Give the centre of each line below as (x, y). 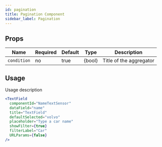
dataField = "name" (27, 108)
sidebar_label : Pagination (33, 19)
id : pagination (21, 10)
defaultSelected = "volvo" (35, 117)
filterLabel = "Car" (28, 131)
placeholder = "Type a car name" (41, 122)
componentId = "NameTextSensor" (40, 103)
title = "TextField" (28, 112)
